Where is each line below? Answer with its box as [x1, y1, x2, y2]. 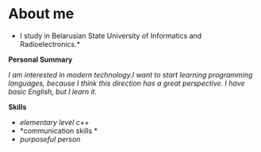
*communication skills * [19, 126, 98, 135]
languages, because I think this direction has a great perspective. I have [8, 78, 245, 88]
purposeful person [19, 134, 81, 143]
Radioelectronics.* [19, 39, 81, 48]
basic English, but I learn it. [8, 86, 98, 96]
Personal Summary [8, 55, 73, 64]
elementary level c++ [19, 117, 90, 127]
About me [8, 5, 75, 23]
